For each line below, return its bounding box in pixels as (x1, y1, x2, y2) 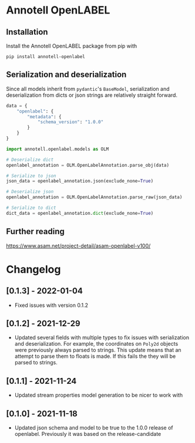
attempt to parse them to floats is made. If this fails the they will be (14, 353, 176, 360)
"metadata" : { (27, 114, 62, 120)
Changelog (6, 262, 61, 276)
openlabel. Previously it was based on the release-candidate (14, 431, 162, 438)
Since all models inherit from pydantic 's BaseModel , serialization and (6, 85, 170, 92)
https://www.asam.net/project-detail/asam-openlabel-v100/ (6, 242, 151, 249)
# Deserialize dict (6, 157, 54, 163)
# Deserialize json (6, 189, 54, 195)
